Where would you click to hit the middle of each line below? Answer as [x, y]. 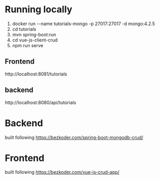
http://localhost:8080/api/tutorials [41, 102]
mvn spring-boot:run [34, 34]
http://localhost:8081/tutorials [36, 74]
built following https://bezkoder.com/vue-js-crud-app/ [62, 172]
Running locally [39, 9]
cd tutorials [24, 29]
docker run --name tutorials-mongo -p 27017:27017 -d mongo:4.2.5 [84, 24]
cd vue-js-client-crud [35, 40]
